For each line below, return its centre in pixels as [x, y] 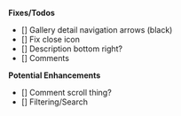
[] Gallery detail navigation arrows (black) [97, 30]
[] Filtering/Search [54, 102]
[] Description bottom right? [72, 49]
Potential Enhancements [55, 75]
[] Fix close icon [51, 39]
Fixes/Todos [31, 13]
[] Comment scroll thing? [66, 93]
